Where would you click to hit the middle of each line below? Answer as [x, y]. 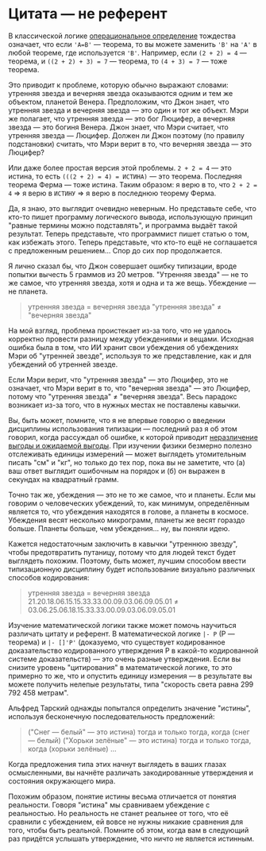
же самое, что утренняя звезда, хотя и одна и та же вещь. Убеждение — [132, 283]
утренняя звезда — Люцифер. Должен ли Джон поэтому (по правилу [126, 135]
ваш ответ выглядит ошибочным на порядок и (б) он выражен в [117, 471]
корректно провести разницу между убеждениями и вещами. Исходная [131, 339]
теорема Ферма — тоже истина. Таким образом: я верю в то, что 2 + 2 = [133, 184]
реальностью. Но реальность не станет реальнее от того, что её [118, 813]
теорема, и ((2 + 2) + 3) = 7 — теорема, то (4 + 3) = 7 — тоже [118, 61]
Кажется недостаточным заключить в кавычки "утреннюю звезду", [123, 544]
